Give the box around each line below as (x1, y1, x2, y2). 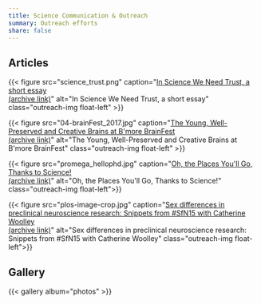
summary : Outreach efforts (8, 19, 98, 27)
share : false (8, 26, 52, 34)
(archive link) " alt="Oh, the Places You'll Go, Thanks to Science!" (8, 176, 222, 186)
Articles (8, 56, 49, 69)
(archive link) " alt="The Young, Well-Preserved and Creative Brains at (8, 135, 238, 144)
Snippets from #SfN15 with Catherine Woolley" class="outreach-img (8, 234, 233, 243)
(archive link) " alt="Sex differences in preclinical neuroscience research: (8, 225, 247, 235)
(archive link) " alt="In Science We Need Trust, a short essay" (8, 94, 209, 104)
